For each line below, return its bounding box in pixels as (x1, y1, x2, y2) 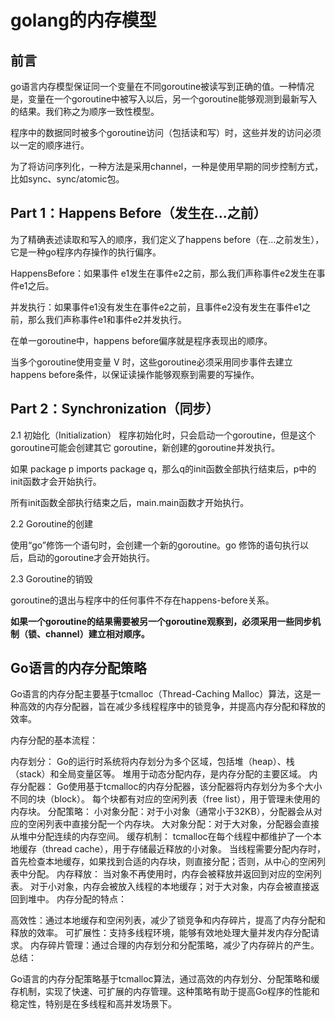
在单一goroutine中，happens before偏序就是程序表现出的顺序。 (10, 334, 273, 346)
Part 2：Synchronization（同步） (10, 401, 220, 418)
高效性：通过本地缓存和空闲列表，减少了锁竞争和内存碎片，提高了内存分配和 (10, 914, 326, 926)
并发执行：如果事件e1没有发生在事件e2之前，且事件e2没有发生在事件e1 (10, 301, 303, 313)
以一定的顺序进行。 (10, 139, 90, 151)
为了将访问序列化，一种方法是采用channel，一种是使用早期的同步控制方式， (10, 161, 324, 172)
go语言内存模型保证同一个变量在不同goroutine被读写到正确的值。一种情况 (10, 81, 315, 92)
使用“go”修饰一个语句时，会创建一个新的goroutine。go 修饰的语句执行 (10, 539, 300, 551)
